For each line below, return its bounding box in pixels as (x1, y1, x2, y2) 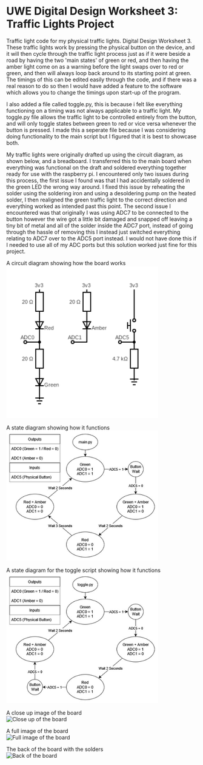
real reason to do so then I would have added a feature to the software (6, 82, 182, 89)
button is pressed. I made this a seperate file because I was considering (6, 126, 186, 133)
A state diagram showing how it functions (6, 423, 110, 431)
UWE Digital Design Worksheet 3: (6, 4, 178, 18)
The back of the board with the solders (6, 745, 104, 753)
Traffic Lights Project (6, 17, 115, 31)
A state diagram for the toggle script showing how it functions (6, 566, 161, 574)
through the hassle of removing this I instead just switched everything (6, 228, 181, 235)
